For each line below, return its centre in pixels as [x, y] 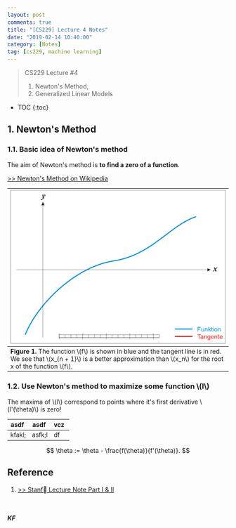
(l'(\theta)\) [23, 409]
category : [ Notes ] [34, 45]
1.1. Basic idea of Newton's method [68, 150]
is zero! [51, 409]
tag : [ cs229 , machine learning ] [54, 52]
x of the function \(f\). [41, 366]
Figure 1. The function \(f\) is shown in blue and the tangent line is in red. [116, 351]
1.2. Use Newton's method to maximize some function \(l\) [109, 386]
